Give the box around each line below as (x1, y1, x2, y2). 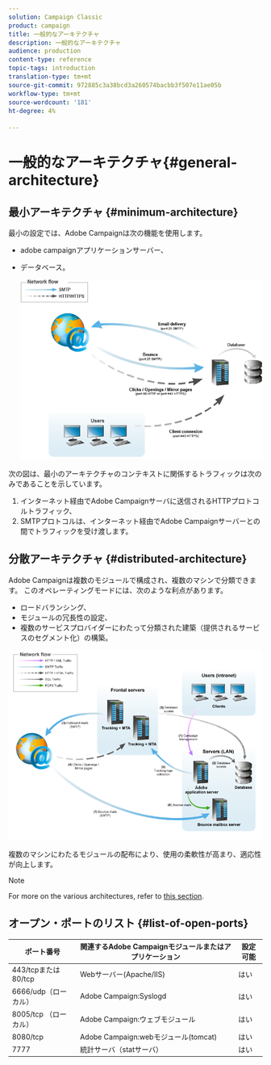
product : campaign (8, 21, 70, 30)
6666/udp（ (11, 986, 53, 996)
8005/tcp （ (11, 1009, 53, 1019)
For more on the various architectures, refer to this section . (8, 891, 204, 900)
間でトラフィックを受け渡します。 (19, 526, 133, 536)
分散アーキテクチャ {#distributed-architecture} (8, 552, 248, 566)
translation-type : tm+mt (8, 73, 92, 81)
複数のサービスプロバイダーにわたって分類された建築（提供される (19, 623, 240, 632)
